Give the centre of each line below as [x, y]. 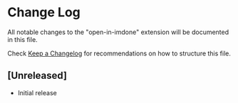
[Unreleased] [37, 76]
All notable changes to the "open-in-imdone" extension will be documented [118, 32]
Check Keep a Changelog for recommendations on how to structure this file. [119, 53]
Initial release [37, 92]
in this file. [22, 39]
